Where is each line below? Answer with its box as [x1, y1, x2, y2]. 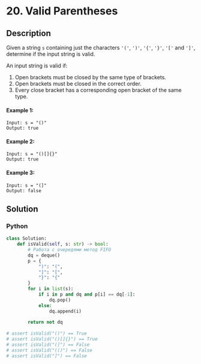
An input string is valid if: [6, 62, 68, 69]
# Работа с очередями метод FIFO [28, 247, 112, 253]
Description [6, 28, 51, 38]
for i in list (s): [28, 286, 74, 292]
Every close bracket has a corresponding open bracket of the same [14, 86, 182, 94]
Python [6, 222, 28, 230]
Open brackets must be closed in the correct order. [14, 80, 142, 87]
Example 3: [6, 169, 35, 176]
